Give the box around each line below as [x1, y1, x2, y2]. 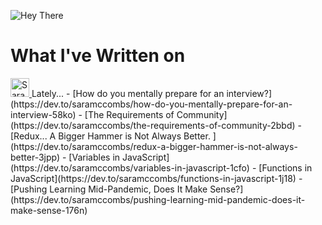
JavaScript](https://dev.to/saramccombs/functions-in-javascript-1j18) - [10, 172, 303, 184]
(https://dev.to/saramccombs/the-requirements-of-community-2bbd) [10, 119, 296, 131]
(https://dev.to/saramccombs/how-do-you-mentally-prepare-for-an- [10, 98, 293, 110]
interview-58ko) [10, 108, 77, 120]
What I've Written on [10, 45, 186, 67]
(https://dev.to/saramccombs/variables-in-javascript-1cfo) [10, 161, 250, 174]
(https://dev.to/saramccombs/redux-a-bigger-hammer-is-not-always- [10, 140, 298, 152]
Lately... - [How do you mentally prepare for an [31, 87, 225, 99]
